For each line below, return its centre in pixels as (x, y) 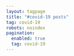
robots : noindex (26, 28)
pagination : (20, 33)
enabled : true (28, 38)
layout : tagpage (26, 11)
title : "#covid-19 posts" (37, 17)
